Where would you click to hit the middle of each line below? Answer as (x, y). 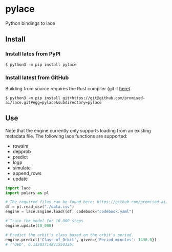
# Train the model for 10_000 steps (44, 221)
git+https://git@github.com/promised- (104, 98)
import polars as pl (27, 193)
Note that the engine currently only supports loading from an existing (78, 130)
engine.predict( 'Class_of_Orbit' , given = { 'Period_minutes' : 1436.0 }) (81, 240)
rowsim (20, 146)
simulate (21, 168)
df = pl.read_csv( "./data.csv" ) (40, 207)
